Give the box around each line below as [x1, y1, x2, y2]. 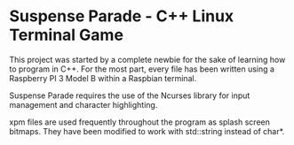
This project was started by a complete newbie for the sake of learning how [9, 54, 286, 65]
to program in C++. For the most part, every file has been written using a [9, 64, 275, 74]
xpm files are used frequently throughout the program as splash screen [9, 117, 271, 127]
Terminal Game [9, 25, 124, 45]
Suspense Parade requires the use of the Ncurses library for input [9, 90, 250, 101]
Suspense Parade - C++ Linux [9, 6, 234, 27]
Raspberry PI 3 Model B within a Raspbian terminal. [9, 72, 197, 83]
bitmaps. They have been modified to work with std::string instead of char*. [9, 126, 285, 136]
